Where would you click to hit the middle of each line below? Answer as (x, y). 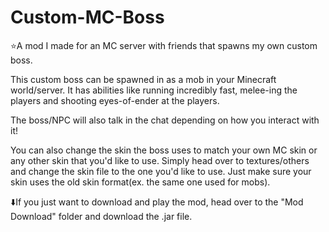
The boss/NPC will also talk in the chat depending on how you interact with (165, 120)
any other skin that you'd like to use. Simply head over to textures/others (160, 160)
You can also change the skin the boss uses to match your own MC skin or (164, 150)
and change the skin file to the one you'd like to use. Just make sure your (161, 171)
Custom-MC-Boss (87, 17)
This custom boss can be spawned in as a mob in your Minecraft (143, 79)
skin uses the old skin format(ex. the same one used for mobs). (140, 182)
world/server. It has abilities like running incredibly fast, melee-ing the (154, 90)
